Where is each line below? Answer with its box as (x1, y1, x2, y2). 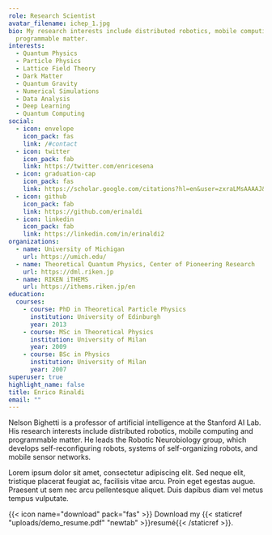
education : (8, 291, 45, 299)
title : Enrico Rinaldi (8, 388, 85, 397)
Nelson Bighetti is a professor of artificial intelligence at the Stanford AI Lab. (8, 418, 261, 427)
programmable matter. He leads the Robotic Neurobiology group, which (8, 435, 247, 445)
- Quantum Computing (15, 110, 85, 118)
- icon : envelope (15, 125, 74, 133)
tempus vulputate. (8, 494, 69, 503)
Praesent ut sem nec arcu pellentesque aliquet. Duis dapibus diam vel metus (8, 485, 264, 495)
